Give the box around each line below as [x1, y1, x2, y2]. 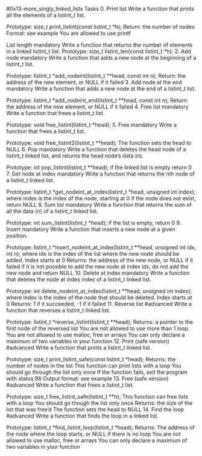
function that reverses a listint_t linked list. [6, 307, 110, 314]
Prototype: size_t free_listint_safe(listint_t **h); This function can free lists [6, 393, 189, 400]
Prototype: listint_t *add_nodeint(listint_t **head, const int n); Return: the [6, 72, 186, 79]
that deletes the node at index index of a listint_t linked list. [6, 276, 152, 283]
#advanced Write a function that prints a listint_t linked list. [6, 344, 152, 351]
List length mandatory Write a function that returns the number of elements [6, 42, 193, 48]
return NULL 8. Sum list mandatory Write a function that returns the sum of [6, 201, 192, 208]
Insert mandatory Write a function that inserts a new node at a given [6, 226, 175, 233]
